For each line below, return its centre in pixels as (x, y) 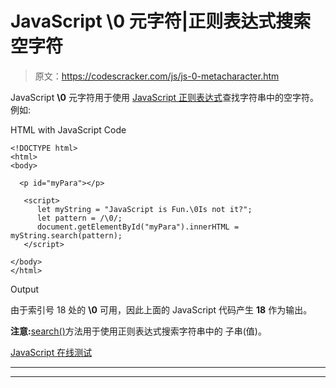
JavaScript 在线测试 (51, 352)
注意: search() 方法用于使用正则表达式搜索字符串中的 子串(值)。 (138, 331)
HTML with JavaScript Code (68, 129)
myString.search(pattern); (66, 235)
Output (24, 289)
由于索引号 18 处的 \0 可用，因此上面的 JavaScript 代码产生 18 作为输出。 (161, 309)
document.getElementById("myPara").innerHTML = (138, 227)
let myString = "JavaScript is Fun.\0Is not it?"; (144, 209)
